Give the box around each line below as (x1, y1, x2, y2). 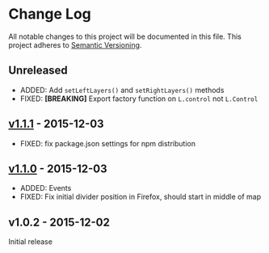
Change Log (8, 5, 91, 23)
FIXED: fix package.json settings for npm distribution (19, 138, 196, 148)
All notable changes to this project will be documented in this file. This (8, 32, 242, 41)
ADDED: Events (19, 183, 72, 193)
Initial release (8, 237, 53, 247)
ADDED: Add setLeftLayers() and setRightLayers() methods (19, 85, 225, 95)
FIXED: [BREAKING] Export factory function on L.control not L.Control (19, 94, 258, 103)
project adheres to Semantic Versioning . (8, 40, 142, 49)
